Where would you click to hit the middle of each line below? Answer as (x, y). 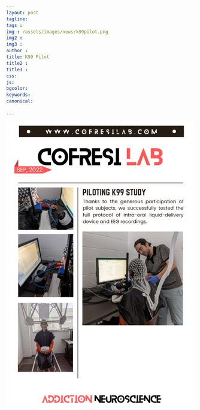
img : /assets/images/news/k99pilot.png (57, 32)
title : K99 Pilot (28, 57)
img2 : (14, 38)
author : (17, 51)
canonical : (20, 101)
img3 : (14, 44)
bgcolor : (17, 89)
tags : (14, 25)
